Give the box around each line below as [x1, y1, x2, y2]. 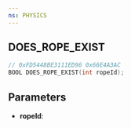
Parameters [8, 90, 67, 104]
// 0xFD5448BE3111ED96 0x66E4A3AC [8, 61, 122, 69]
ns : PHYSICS [8, 11, 47, 20]
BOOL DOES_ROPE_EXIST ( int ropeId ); [8, 68, 125, 77]
